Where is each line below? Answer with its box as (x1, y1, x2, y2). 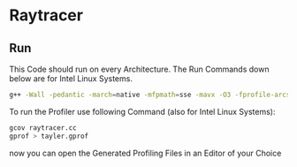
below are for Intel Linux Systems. (9, 73, 133, 84)
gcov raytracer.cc (9, 123, 77, 133)
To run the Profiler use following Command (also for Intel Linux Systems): (9, 106, 276, 117)
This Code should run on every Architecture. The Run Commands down (9, 64, 270, 74)
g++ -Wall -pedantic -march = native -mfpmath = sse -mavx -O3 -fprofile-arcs (9, 90, 291, 99)
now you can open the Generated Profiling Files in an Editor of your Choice (9, 148, 282, 158)
